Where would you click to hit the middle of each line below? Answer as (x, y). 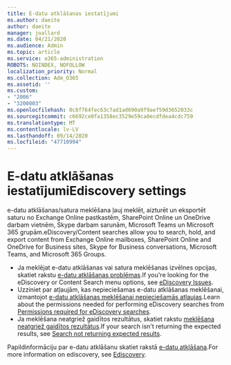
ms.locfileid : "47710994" (44, 142)
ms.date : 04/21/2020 (37, 39)
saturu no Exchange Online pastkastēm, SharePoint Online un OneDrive (109, 218)
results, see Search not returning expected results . (89, 334)
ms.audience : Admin (35, 46)
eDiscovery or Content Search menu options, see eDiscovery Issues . (115, 282)
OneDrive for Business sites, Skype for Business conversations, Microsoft (112, 247)
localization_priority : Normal (52, 71)
